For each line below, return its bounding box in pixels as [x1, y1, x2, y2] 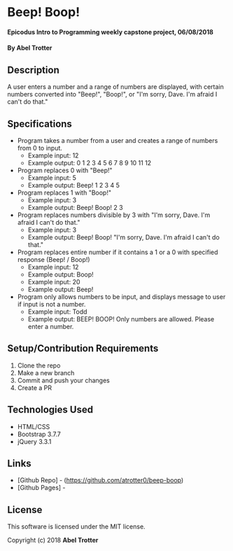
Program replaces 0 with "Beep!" [17, 166, 113, 174]
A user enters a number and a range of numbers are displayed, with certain [7, 83, 224, 91]
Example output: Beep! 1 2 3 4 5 [27, 181, 120, 189]
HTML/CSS [17, 422, 50, 431]
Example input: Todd [27, 307, 87, 316]
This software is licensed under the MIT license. [7, 522, 146, 531]
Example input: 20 [27, 278, 80, 286]
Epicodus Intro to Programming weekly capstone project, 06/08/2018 [7, 27, 213, 36]
